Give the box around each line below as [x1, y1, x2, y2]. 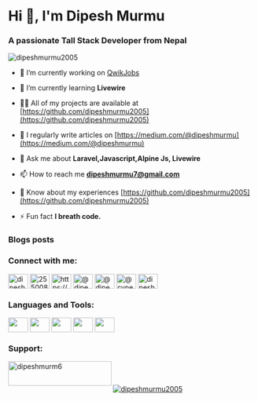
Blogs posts [8, 235, 55, 246]
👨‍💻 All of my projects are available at [19, 98, 139, 108]
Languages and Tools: [8, 299, 94, 310]
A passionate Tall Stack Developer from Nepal [8, 35, 187, 46]
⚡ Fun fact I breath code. [19, 212, 101, 221]
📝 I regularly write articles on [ [19, 130, 118, 140]
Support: [8, 343, 43, 354]
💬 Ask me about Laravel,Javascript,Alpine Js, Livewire [19, 154, 201, 163]
